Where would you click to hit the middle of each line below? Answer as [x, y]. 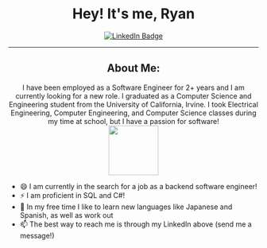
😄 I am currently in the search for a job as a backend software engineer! [138, 186]
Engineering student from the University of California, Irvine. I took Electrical [133, 104]
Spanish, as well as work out [66, 215]
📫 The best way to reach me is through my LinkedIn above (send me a [135, 224]
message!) [37, 235]
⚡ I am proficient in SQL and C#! [72, 195]
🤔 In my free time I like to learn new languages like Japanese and [126, 207]
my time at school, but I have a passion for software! [133, 121]
